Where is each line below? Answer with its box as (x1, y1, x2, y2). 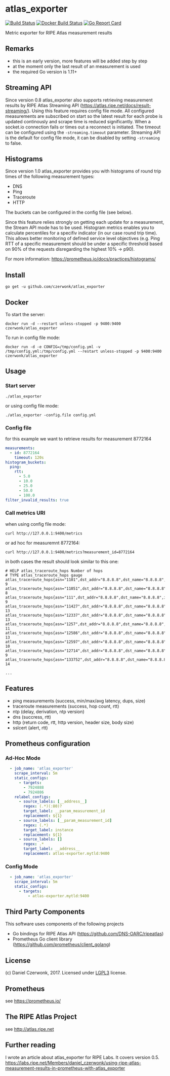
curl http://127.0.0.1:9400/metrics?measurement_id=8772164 (5, 549, 135, 555)
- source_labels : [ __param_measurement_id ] (18, 818, 112, 823)
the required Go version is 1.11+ (12, 69, 77, 75)
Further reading (5, 1041, 56, 1050)
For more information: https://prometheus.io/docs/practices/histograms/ (5, 256, 156, 262)
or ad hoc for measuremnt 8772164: (5, 540, 80, 546)
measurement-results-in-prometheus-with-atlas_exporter (5, 1065, 125, 1071)
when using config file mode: (5, 521, 66, 527)
